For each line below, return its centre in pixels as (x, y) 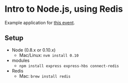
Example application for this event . (40, 23)
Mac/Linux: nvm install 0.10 (49, 55)
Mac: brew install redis (45, 76)
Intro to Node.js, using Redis (64, 9)
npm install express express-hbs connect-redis (69, 66)
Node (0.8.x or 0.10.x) (34, 50)
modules (21, 60)
